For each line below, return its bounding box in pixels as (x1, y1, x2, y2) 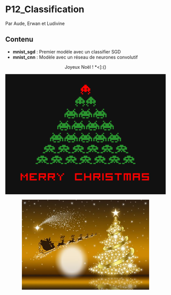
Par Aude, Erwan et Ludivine (5, 20, 65, 26)
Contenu (5, 35, 34, 44)
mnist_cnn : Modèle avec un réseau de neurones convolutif (12, 54, 138, 60)
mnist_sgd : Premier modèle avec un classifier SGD (12, 48, 121, 54)
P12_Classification (5, 4, 84, 15)
